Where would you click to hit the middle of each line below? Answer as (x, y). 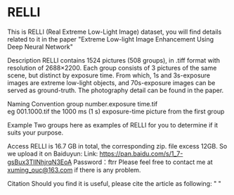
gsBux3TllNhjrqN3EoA (40, 162)
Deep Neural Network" (40, 46)
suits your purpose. (35, 132)
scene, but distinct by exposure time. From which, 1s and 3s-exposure (109, 75)
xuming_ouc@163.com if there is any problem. (74, 170)
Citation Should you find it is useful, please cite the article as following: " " (114, 183)
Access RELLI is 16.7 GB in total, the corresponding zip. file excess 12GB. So (117, 146)
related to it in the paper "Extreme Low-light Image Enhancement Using (111, 39)
